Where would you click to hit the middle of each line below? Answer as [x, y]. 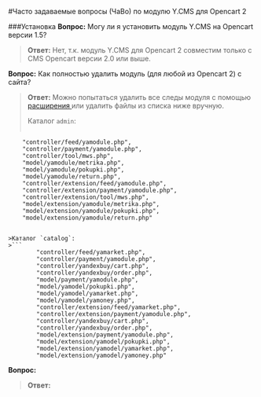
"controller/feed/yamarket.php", [91, 252]
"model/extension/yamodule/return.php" [88, 218]
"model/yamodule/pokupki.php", [74, 170]
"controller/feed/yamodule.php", [77, 142]
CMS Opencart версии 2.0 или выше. [89, 59]
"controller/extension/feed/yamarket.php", [108, 307]
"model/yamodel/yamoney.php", [86, 300]
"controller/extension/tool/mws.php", [86, 197]
